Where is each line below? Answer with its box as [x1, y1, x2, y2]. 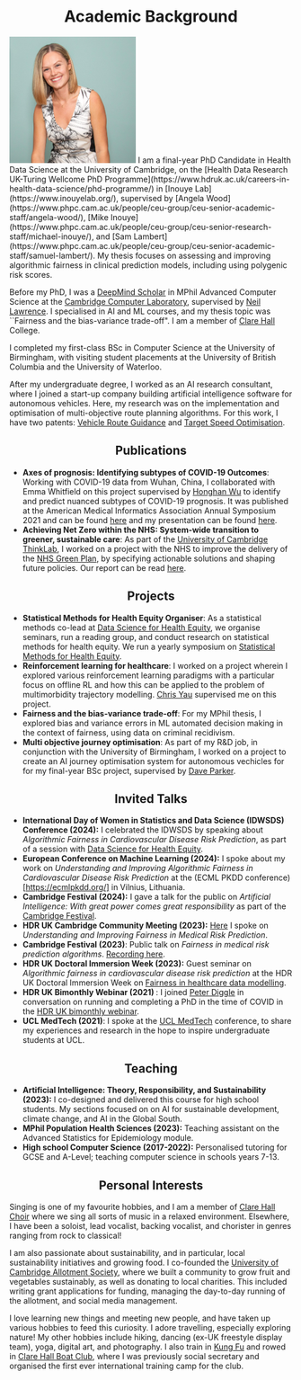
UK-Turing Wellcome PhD [9, 174, 103, 184]
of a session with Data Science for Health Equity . [22, 843, 204, 855]
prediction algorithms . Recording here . [22, 948, 166, 959]
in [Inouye [155, 183, 193, 194]
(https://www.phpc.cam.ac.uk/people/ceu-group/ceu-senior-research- [9, 221, 272, 232]
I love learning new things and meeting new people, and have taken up [9, 1313, 271, 1323]
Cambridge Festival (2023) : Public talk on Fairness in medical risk [22, 939, 270, 950]
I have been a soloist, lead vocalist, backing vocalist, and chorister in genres [9, 1221, 292, 1231]
